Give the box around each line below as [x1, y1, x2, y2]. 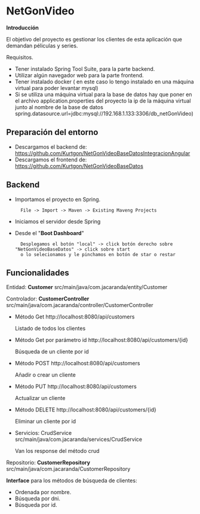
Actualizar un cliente [14, 395, 66, 402]
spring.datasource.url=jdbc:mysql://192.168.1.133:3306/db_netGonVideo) [14, 110, 194, 117]
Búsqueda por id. [14, 501, 58, 509]
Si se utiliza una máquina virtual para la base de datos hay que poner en [14, 91, 192, 98]
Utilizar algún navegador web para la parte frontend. [14, 71, 144, 79]
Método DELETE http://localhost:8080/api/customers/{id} [14, 406, 157, 413]
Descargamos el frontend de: [14, 156, 87, 163]
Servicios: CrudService [14, 429, 72, 437]
